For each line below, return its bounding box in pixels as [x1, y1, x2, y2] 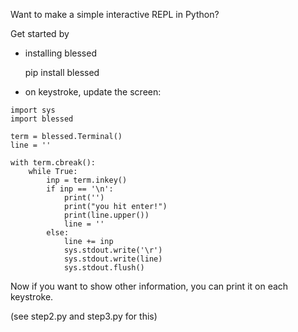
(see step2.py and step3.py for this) [10, 310, 158, 322]
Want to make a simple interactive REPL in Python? [10, 9, 220, 20]
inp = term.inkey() [46, 175, 128, 185]
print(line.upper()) [63, 210, 150, 220]
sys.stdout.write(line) [63, 254, 163, 264]
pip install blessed [24, 67, 100, 78]
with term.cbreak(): [10, 158, 97, 168]
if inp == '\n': [46, 184, 114, 194]
